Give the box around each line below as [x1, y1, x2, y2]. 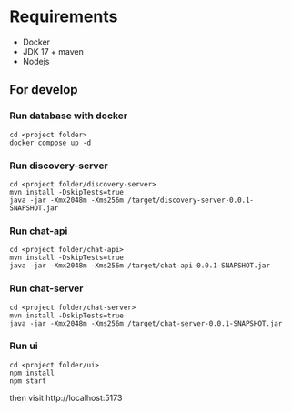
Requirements [9, 6, 118, 27]
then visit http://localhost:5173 [9, 392, 123, 403]
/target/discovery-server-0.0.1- [126, 196, 255, 205]
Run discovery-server [9, 159, 109, 172]
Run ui [9, 339, 38, 352]
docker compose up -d [9, 138, 92, 147]
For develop [9, 82, 79, 97]
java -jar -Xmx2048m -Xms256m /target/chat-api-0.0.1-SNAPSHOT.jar [9, 261, 271, 270]
